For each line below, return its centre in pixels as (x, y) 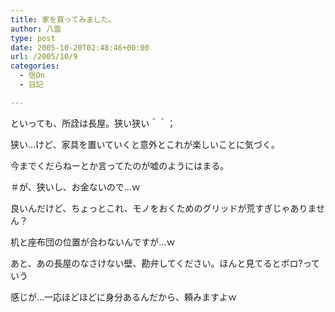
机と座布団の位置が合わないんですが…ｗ (93, 242)
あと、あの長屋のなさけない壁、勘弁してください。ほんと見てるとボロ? (156, 263)
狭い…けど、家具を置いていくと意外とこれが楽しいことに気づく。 (145, 144)
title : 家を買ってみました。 (63, 19)
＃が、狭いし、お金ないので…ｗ (75, 187)
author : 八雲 (36, 29)
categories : (35, 66)
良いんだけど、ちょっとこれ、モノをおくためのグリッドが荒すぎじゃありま (163, 208)
